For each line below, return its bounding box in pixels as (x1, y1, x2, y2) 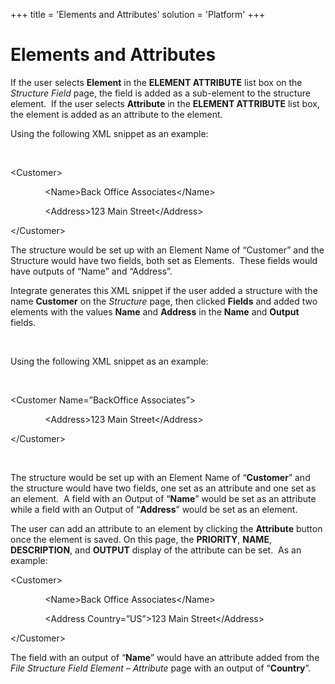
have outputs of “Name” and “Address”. (10, 265, 173, 277)
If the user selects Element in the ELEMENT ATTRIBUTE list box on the (10, 76, 303, 88)
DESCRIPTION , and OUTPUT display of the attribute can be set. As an (10, 544, 302, 556)
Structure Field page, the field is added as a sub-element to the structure (10, 87, 311, 99)
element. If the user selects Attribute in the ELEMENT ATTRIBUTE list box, (10, 97, 320, 109)
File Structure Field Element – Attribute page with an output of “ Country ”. (10, 662, 312, 674)
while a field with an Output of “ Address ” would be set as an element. (10, 503, 298, 515)
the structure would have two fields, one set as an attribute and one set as (10, 482, 317, 494)
